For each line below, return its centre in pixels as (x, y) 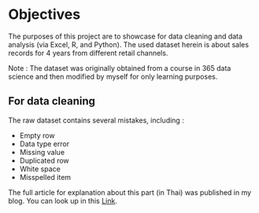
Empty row (37, 135)
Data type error (44, 144)
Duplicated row (44, 160)
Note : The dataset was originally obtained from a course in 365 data (120, 68)
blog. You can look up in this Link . (63, 200)
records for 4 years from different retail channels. (88, 53)
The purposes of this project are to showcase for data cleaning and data (125, 36)
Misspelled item (45, 177)
